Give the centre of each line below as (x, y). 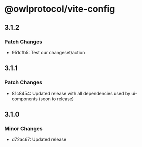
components (25, 99)
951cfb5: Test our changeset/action (48, 52)
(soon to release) (56, 99)
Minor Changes (24, 128)
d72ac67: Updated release (39, 139)
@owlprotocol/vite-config (60, 9)
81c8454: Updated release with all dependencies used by (71, 93)
